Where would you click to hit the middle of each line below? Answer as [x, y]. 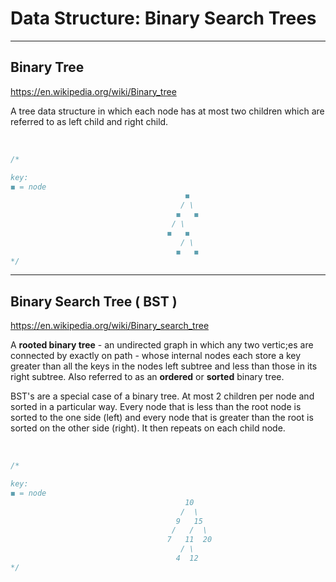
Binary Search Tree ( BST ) [94, 301]
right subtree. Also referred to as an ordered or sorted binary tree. [147, 377]
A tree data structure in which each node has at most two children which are [167, 111]
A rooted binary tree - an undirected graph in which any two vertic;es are [162, 345]
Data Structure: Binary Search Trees [163, 18]
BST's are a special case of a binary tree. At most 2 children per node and [162, 396]
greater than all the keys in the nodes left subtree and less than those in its [164, 366]
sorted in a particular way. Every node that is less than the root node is [156, 407]
